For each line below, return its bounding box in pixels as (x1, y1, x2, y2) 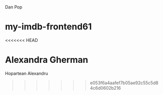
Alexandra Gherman (5, 55, 89, 65)
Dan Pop (5, 4, 23, 10)
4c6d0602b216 (90, 85, 121, 91)
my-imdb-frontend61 (5, 21, 92, 32)
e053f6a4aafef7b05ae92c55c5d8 (90, 80, 159, 86)
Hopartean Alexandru (5, 70, 48, 76)
